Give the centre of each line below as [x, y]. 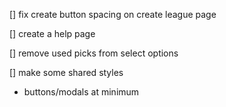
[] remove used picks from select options [94, 53]
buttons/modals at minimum [81, 92]
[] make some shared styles [66, 72]
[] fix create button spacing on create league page [113, 14]
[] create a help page [52, 33]
